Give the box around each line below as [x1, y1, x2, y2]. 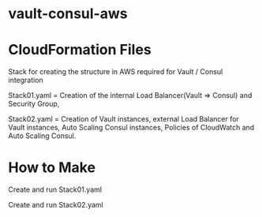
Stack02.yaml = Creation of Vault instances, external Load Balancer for [8, 114, 239, 124]
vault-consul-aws [8, 5, 128, 23]
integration [8, 76, 43, 85]
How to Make [8, 159, 96, 177]
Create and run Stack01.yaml [8, 185, 103, 194]
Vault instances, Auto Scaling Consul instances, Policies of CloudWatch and [8, 123, 255, 133]
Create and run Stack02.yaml [8, 200, 104, 210]
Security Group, [8, 99, 60, 109]
